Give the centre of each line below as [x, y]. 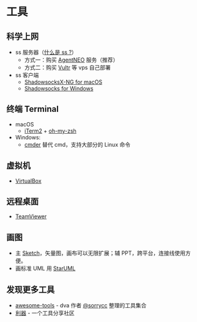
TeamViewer [31, 216]
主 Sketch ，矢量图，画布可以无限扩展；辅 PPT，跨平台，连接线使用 [100, 253]
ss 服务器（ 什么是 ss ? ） [46, 52]
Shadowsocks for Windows [59, 88]
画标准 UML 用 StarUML [45, 268]
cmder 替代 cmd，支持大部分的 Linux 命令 [77, 144]
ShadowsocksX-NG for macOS [63, 82]
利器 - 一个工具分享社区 [45, 313]
